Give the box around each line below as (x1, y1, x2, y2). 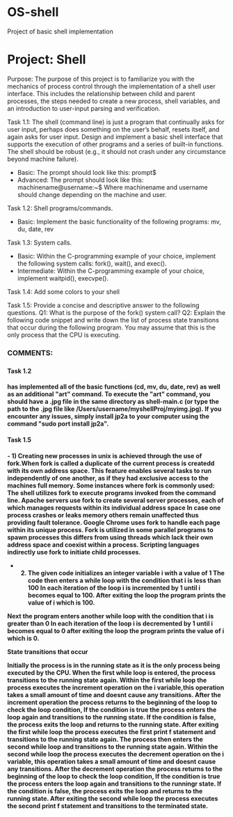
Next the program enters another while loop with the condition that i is (7, 612, 214, 620)
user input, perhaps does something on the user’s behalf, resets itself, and (7, 125, 220, 133)
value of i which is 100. (27, 598, 95, 607)
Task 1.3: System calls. (7, 238, 72, 247)
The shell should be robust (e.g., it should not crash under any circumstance (7, 147, 226, 155)
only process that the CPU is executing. (7, 330, 120, 339)
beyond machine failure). (7, 155, 79, 163)
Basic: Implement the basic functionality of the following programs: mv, (17, 217, 221, 226)
